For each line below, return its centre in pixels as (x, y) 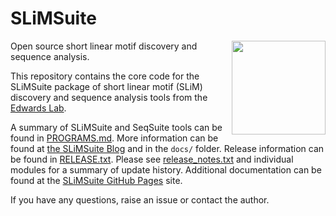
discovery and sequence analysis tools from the (109, 97)
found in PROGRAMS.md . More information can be (114, 138)
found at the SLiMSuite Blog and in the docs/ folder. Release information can (167, 148)
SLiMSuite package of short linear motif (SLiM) (106, 86)
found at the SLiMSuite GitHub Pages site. (96, 180)
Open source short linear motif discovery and (104, 46)
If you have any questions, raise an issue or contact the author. (140, 199)
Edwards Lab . (38, 108)
